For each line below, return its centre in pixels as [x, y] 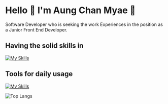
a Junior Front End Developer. [36, 29]
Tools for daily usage [39, 74]
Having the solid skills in [44, 46]
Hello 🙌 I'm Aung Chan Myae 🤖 [71, 10]
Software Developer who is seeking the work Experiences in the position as [84, 24]
